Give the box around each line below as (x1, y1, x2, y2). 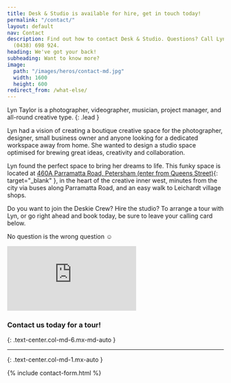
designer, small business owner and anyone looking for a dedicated (7, 134, 199, 142)
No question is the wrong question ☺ (7, 232, 113, 241)
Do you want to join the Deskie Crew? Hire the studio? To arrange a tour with (7, 205, 224, 213)
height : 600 (13, 81, 48, 87)
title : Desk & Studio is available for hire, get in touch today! (7, 10, 201, 17)
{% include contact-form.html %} (7, 369, 102, 377)
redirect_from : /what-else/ (7, 87, 88, 94)
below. (7, 219, 26, 227)
